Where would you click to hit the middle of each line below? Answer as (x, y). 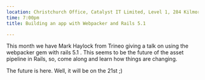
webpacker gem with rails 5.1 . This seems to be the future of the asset (95, 53)
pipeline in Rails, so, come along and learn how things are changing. (92, 59)
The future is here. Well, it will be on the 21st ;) (65, 71)
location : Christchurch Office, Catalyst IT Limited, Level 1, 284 (94, 12)
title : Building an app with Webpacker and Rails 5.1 (76, 23)
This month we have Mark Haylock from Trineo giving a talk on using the (98, 46)
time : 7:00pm (23, 18)
